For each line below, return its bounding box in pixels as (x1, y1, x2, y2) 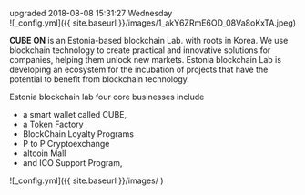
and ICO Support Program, (22, 158, 123, 168)
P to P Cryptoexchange (22, 139, 110, 149)
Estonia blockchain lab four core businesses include (9, 91, 205, 102)
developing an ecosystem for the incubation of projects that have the (9, 64, 269, 75)
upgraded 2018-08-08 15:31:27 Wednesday (9, 8, 173, 18)
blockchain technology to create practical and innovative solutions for (9, 45, 271, 56)
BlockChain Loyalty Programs (22, 128, 135, 139)
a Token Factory (22, 118, 84, 129)
